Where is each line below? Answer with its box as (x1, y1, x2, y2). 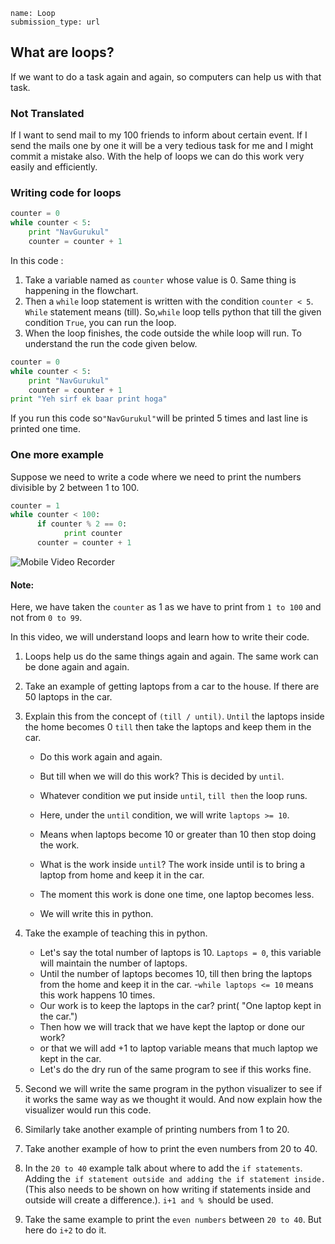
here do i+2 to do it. (24, 1224, 107, 1236)
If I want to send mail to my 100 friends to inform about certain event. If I (10, 129, 308, 141)
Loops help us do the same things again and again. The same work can (24, 650, 319, 663)
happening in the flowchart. (24, 284, 139, 296)
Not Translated (10, 106, 85, 120)
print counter (63, 529, 123, 539)
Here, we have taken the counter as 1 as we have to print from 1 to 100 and (10, 601, 322, 613)
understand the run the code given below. (24, 337, 198, 349)
